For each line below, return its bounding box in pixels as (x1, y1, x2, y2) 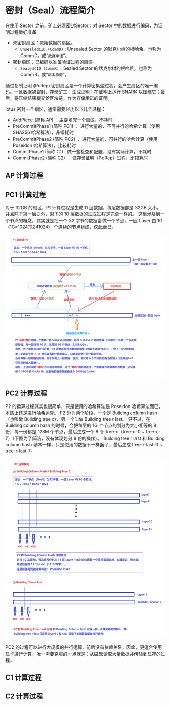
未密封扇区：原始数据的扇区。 (12, 39, 75, 46)
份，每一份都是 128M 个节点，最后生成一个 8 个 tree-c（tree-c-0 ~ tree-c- (5, 429, 161, 435)
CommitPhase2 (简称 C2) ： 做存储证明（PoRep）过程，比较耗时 (12, 155, 148, 161)
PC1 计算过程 (5, 190, 46, 199)
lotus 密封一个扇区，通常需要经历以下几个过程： (5, 105, 106, 112)
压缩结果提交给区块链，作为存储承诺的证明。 (18, 95, 112, 101)
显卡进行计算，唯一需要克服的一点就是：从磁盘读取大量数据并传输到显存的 (5, 650, 161, 657)
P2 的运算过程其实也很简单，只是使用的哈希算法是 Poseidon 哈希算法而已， (5, 403, 163, 410)
